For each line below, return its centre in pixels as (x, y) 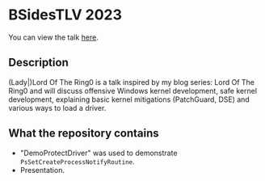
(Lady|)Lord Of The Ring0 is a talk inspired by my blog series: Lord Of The (131, 82)
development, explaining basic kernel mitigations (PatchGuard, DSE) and (129, 99)
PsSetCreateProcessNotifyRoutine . (77, 161)
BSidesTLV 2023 (65, 15)
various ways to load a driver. (57, 107)
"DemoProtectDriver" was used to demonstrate (99, 153)
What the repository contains (84, 134)
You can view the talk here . (53, 37)
